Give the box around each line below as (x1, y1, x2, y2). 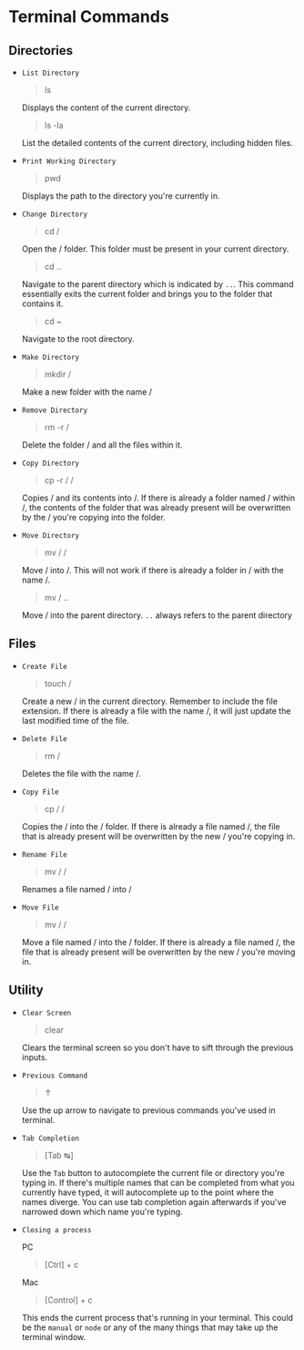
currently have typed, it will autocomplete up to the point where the (21, 1187, 275, 1198)
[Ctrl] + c (44, 1259, 79, 1270)
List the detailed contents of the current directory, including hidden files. (21, 138, 293, 148)
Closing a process (21, 1225, 92, 1234)
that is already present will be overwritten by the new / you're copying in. (21, 830, 296, 841)
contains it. (21, 298, 64, 309)
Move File (21, 902, 60, 912)
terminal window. (21, 1331, 86, 1342)
